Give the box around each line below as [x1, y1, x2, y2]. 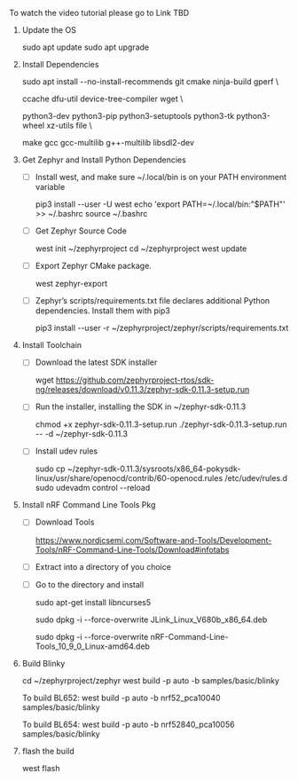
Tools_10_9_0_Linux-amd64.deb [35, 641, 151, 651]
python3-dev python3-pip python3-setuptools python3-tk [21, 111, 235, 121]
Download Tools [35, 517, 95, 527]
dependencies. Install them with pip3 [35, 305, 170, 316]
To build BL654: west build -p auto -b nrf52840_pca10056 [21, 719, 235, 730]
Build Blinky [21, 658, 66, 668]
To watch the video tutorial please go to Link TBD [9, 8, 190, 18]
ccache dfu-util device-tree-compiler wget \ [21, 93, 184, 104]
